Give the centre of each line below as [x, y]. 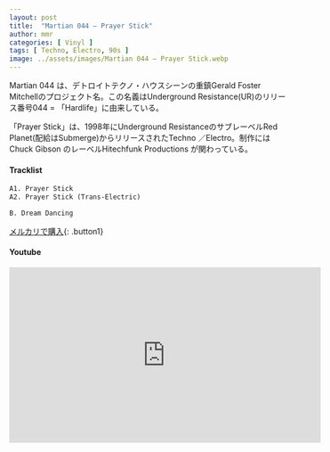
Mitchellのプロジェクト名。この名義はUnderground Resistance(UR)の [136, 96]
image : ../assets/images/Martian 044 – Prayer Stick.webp [119, 59]
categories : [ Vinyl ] [51, 42]
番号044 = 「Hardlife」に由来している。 [90, 107]
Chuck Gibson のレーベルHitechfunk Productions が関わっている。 [131, 149]
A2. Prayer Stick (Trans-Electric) [75, 197]
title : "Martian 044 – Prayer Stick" [81, 26]
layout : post [33, 17]
